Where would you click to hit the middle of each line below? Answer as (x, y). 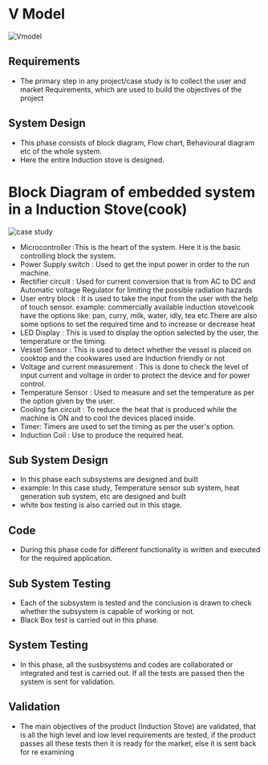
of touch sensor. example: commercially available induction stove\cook (137, 307)
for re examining (47, 751)
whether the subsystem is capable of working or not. (107, 611)
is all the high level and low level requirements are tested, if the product (138, 734)
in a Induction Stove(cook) (98, 209)
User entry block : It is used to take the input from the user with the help (139, 298)
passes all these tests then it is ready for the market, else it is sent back (138, 743)
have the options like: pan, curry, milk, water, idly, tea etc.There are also (138, 315)
